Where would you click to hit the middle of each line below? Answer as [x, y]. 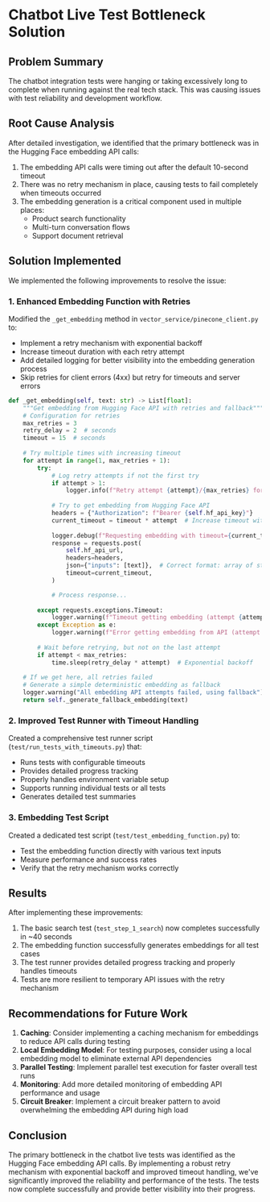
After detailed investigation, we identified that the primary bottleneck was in [134, 143]
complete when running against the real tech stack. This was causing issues [135, 89]
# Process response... [89, 595]
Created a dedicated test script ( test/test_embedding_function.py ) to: [124, 835]
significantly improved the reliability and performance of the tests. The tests [134, 1180]
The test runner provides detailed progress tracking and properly [127, 963]
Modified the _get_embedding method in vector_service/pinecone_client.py [133, 318]
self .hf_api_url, [95, 551]
